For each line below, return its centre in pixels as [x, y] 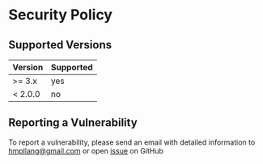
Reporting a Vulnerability [73, 123]
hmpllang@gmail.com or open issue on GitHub [86, 150]
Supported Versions [60, 45]
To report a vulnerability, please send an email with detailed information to [132, 142]
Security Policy [61, 15]
